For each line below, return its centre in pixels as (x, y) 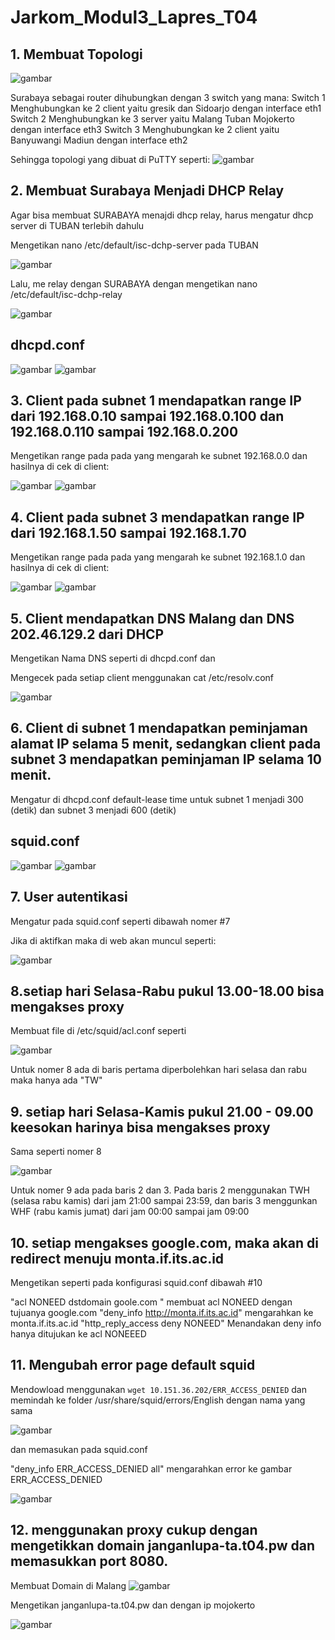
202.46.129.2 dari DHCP (87, 634)
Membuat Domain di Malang (68, 1585)
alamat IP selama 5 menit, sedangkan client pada (166, 744)
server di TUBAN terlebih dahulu (77, 225)
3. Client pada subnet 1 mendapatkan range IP (156, 401)
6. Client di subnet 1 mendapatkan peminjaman (159, 728)
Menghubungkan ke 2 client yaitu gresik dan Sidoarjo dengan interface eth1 (166, 108)
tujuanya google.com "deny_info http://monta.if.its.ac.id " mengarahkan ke (162, 1312)
